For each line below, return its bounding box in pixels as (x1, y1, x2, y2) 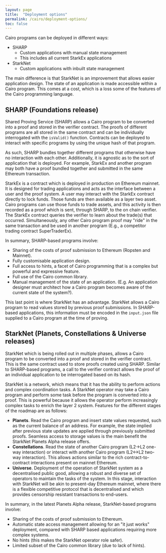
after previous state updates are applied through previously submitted (12, 428, 155, 434)
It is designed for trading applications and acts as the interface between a (5, 186, 156, 192)
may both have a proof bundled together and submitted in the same (5, 165, 143, 172)
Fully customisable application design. (12, 258, 91, 264)
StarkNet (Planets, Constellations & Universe (5, 330, 147, 338)
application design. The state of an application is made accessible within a (5, 81, 157, 87)
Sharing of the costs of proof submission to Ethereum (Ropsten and (12, 247, 150, 253)
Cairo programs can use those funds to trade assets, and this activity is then (5, 202, 161, 208)
